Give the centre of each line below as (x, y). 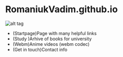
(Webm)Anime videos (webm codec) (51, 44)
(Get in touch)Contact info (40, 49)
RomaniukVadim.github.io (61, 9)
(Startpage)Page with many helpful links (55, 33)
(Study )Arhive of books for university (52, 39)
